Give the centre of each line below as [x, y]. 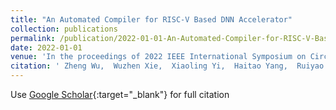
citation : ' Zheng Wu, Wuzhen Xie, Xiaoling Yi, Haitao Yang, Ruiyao [167, 66]
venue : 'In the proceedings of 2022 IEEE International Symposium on [158, 57]
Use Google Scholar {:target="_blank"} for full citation [120, 94]
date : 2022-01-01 [46, 47]
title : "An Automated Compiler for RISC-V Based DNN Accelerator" [151, 19]
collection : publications [64, 29]
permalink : [33, 38]
